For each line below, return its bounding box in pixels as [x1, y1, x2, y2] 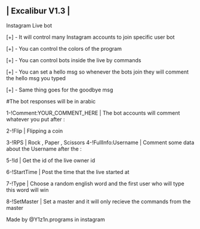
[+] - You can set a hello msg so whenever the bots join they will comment [6, 68, 189, 75]
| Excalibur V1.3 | [6, 6, 70, 16]
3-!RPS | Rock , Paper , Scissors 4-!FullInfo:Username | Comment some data [6, 139, 195, 146]
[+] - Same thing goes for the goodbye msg [6, 86, 113, 93]
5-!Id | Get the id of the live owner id [6, 157, 96, 164]
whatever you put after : [6, 115, 65, 123]
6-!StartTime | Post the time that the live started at [6, 168, 130, 175]
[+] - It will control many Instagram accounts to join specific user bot [6, 33, 175, 41]
